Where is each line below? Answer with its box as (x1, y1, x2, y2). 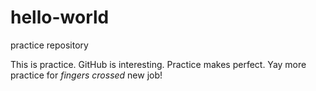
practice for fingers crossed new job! (10, 69, 163, 81)
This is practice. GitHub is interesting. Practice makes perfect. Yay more (10, 58, 307, 70)
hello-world (10, 6, 110, 29)
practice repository (10, 39, 89, 51)
